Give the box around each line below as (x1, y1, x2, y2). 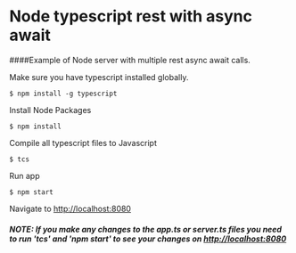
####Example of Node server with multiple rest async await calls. (9, 54, 251, 65)
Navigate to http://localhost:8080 (9, 203, 132, 214)
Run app (9, 170, 40, 181)
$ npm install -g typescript (9, 89, 118, 98)
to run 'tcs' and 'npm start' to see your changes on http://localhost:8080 (9, 233, 287, 244)
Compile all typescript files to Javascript (9, 137, 158, 148)
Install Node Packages (9, 104, 92, 115)
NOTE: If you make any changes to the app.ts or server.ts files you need (9, 224, 283, 234)
